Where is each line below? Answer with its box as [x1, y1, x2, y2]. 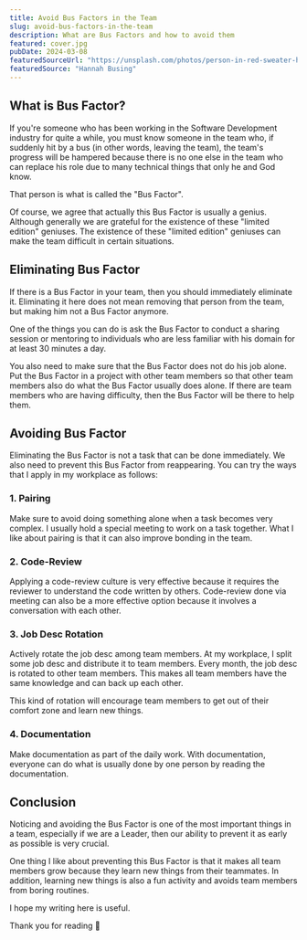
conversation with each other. [9, 605, 122, 616]
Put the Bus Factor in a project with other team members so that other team [9, 370, 294, 381]
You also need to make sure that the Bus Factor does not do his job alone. [9, 360, 288, 371]
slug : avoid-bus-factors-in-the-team [9, 22, 153, 31]
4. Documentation [9, 728, 91, 741]
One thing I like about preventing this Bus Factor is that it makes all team [9, 856, 281, 867]
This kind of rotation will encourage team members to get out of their [9, 695, 270, 706]
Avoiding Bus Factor [9, 426, 127, 441]
